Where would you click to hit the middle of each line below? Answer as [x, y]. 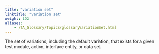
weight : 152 [17, 18]
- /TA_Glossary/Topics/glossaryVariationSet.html [65, 28]
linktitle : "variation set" [34, 14]
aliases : [14, 23]
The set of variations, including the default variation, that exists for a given [80, 41]
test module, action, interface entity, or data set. [53, 47]
